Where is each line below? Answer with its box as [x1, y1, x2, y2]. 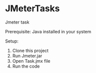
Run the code [12, 63, 40, 69]
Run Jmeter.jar [12, 52, 43, 59]
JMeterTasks [5, 3, 60, 14]
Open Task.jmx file [12, 58, 50, 64]
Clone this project [12, 48, 48, 53]
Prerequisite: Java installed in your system [5, 28, 92, 34]
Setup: [5, 38, 19, 44]
